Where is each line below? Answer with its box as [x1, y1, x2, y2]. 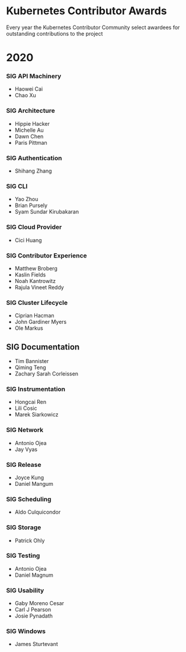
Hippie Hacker [14, 120, 50, 127]
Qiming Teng [14, 364, 46, 371]
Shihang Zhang [14, 167, 52, 174]
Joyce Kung [14, 473, 44, 481]
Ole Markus [14, 325, 43, 332]
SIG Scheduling [6, 495, 52, 503]
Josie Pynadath [14, 612, 53, 619]
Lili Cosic [14, 405, 37, 412]
